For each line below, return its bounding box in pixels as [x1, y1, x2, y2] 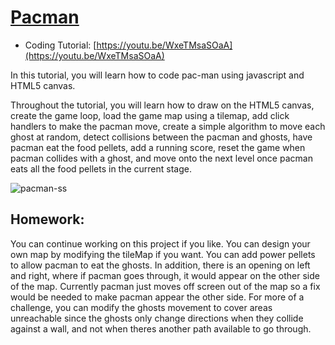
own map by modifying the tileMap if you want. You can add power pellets [10, 248, 316, 260]
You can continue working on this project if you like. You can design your [10, 237, 311, 250]
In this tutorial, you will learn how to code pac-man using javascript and [10, 69, 305, 81]
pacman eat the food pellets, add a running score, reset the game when [10, 141, 306, 153]
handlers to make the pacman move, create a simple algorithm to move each [10, 120, 326, 132]
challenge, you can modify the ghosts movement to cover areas [10, 301, 273, 313]
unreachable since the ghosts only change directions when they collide [10, 312, 304, 324]
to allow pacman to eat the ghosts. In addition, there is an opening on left [10, 259, 311, 271]
